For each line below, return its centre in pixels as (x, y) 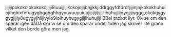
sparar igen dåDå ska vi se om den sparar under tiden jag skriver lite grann (84, 23)
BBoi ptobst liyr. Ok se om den (134, 18)
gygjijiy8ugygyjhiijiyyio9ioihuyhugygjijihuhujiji (53, 18)
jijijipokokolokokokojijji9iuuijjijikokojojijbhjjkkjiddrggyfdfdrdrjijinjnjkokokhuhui (85, 7)
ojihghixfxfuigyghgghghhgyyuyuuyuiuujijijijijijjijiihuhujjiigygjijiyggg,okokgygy (85, 13)
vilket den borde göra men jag (37, 29)
